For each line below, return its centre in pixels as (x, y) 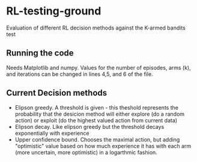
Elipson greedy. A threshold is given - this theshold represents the (97, 107)
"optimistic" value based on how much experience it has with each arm (103, 146)
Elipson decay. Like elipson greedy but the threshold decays (89, 126)
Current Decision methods (57, 93)
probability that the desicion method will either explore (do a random (100, 114)
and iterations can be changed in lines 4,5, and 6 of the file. (80, 74)
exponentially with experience (52, 133)
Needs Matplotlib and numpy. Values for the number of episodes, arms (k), (98, 67)
